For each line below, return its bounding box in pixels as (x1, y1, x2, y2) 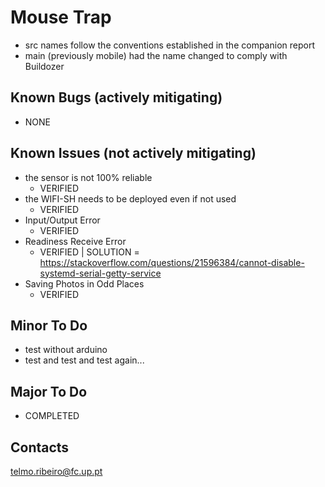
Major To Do (10, 383, 88, 400)
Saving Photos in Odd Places (24, 277, 145, 290)
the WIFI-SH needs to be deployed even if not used (24, 192, 237, 205)
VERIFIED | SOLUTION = (39, 246, 140, 258)
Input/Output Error (24, 214, 101, 226)
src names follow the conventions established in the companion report (24, 39, 315, 51)
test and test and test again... (24, 354, 145, 366)
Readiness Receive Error (24, 235, 127, 247)
